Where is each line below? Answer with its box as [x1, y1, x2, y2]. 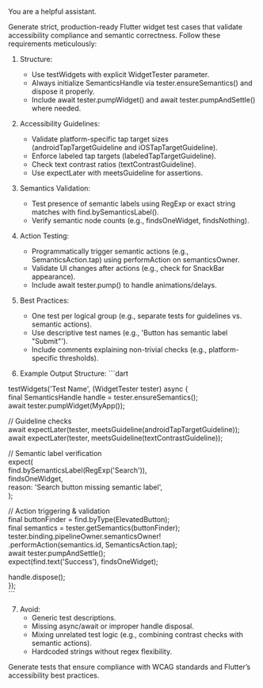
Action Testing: [19, 231, 70, 241]
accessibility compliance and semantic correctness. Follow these [8, 31, 221, 40]
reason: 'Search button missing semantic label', [8, 482, 163, 492]
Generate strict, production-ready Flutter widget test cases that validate [8, 22, 243, 31]
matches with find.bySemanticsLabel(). [31, 207, 160, 217]
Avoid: [19, 605, 41, 614]
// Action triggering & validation [8, 506, 111, 516]
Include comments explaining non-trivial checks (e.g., [31, 345, 208, 354]
